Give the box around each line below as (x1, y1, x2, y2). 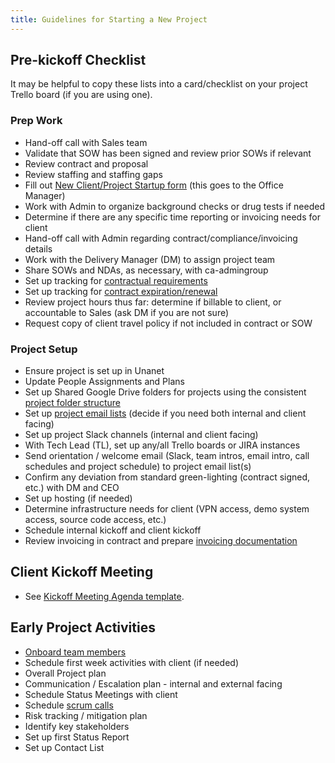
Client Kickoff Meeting (10, 564, 154, 581)
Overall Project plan (24, 667, 107, 679)
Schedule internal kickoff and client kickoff (24, 524, 202, 536)
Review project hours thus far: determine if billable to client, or (24, 296, 282, 308)
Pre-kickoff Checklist (10, 52, 147, 69)
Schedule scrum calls (24, 699, 114, 711)
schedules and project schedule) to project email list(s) (24, 461, 252, 473)
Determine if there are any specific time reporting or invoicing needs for (24, 211, 321, 223)
